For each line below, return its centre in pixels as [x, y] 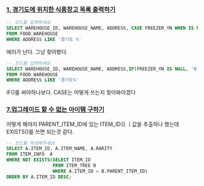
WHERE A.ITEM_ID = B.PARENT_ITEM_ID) [100, 171]
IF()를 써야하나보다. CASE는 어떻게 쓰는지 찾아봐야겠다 [71, 93]
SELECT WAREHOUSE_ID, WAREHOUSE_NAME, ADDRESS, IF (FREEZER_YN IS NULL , [97, 69]
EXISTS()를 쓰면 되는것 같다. [40, 131]
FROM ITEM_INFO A [29, 154]
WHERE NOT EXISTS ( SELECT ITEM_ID [49, 160]
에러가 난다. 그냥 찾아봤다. [37, 51]
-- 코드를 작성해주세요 [31, 143]
